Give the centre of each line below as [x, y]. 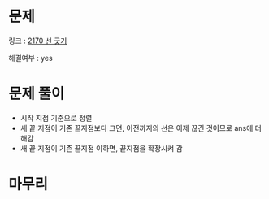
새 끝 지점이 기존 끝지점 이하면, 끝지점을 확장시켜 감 [101, 148]
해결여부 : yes [30, 58]
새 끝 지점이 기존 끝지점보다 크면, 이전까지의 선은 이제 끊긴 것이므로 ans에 [137, 128]
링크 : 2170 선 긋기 [38, 41]
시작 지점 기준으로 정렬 [56, 118]
